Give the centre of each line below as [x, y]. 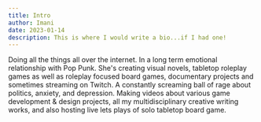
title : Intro [29, 15]
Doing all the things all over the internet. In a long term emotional [113, 60]
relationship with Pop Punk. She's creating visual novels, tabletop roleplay [128, 68]
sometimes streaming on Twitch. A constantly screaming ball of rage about [130, 85]
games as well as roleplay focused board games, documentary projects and [131, 76]
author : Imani [31, 23]
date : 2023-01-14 [37, 30]
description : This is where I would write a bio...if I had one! [117, 37]
